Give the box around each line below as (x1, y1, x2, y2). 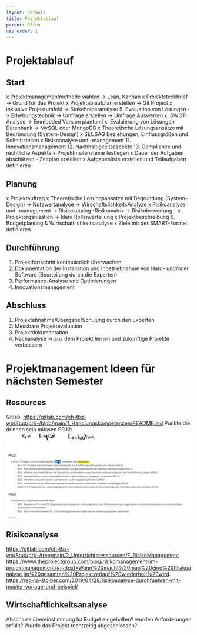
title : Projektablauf (6, 15, 59, 22)
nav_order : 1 (6, 28, 38, 34)
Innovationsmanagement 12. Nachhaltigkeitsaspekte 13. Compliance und (6, 143, 182, 150)
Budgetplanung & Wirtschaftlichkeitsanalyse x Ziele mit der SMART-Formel (6, 220, 187, 227)
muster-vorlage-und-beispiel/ (6, 583, 78, 590)
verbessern (14, 341, 43, 348)
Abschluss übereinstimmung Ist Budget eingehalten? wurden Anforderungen (6, 616, 192, 623)
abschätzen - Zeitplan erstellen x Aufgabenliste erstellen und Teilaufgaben (6, 156, 186, 163)
